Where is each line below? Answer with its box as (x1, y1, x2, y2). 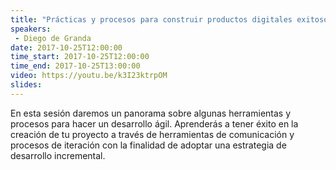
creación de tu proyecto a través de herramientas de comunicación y (10, 128, 295, 140)
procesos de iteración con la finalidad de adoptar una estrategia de (10, 139, 287, 151)
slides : (10, 80, 43, 90)
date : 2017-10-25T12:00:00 (10, 42, 123, 53)
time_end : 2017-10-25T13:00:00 (10, 61, 141, 71)
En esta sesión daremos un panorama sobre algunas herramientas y (10, 107, 292, 119)
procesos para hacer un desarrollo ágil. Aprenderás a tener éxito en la (10, 117, 299, 130)
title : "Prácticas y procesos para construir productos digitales (10, 14, 293, 25)
